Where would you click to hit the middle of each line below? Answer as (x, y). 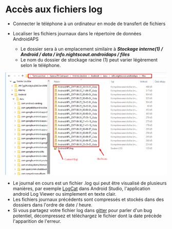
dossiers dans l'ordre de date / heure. (52, 205)
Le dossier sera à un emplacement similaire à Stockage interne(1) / (92, 49)
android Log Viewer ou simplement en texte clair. (64, 194)
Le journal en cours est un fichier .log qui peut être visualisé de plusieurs (90, 183)
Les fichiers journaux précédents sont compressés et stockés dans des (88, 199)
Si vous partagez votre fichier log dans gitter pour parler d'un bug (82, 210)
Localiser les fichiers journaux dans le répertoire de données (77, 33)
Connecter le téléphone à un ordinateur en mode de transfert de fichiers (89, 24)
